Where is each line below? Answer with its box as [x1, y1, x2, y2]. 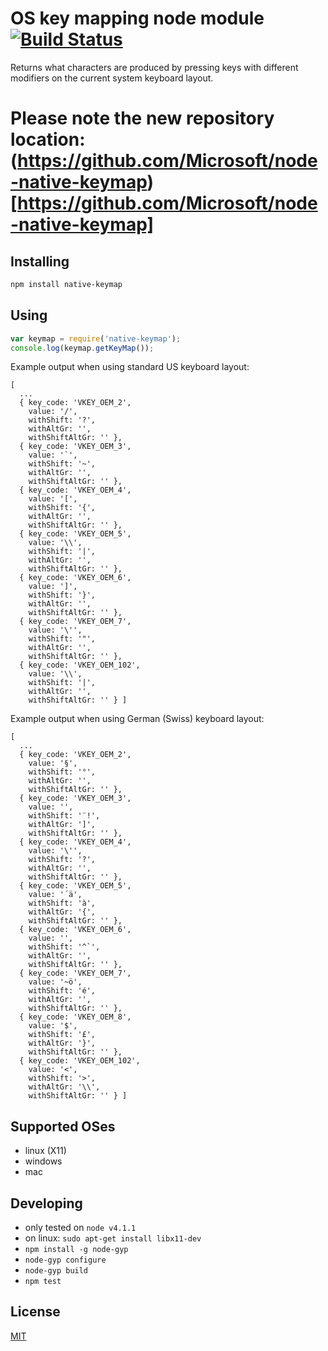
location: [10, 128, 86, 151]
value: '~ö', [28, 977, 83, 987]
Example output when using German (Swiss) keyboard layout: [10, 713, 265, 725]
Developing [10, 1195, 83, 1212]
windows [24, 1155, 63, 1167]
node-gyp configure [24, 1255, 107, 1265]
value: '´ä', [28, 890, 83, 900]
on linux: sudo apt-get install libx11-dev [24, 1232, 202, 1244]
